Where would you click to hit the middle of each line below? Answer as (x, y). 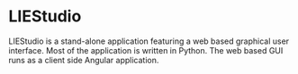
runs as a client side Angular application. (84, 60)
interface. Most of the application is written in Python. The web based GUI (146, 50)
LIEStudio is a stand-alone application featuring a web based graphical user (149, 41)
